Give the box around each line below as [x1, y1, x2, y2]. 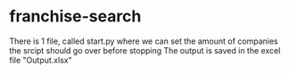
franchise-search [9, 6, 142, 27]
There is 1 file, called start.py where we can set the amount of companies [9, 36, 278, 46]
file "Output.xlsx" [9, 54, 73, 65]
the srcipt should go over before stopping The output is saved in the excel [9, 45, 281, 55]
